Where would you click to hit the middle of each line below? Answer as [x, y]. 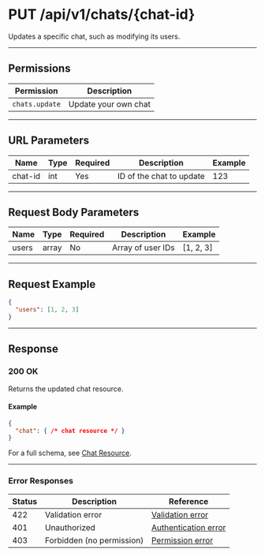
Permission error [182, 540]
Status [25, 501]
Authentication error [188, 528]
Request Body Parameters [74, 212]
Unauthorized [70, 528]
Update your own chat [110, 104]
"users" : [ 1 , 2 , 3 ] [47, 310]
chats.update [37, 104]
